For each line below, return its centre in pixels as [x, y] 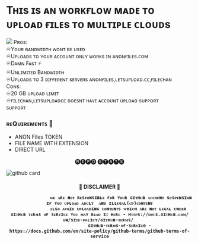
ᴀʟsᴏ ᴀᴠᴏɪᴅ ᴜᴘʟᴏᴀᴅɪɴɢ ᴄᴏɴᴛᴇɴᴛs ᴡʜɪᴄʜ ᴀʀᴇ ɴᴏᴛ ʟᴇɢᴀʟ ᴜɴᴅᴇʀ [118, 209]
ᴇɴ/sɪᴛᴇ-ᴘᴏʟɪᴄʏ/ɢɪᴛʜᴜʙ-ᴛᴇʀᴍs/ [98, 220]
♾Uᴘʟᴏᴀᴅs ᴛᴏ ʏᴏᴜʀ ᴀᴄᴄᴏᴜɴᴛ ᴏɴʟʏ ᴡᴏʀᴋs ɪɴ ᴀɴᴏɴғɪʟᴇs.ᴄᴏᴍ [77, 56]
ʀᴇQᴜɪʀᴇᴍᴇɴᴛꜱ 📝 [30, 123]
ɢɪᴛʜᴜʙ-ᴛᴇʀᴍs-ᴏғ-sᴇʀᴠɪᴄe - [119, 226]
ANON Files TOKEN [39, 137]
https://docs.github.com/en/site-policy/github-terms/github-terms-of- [100, 231]
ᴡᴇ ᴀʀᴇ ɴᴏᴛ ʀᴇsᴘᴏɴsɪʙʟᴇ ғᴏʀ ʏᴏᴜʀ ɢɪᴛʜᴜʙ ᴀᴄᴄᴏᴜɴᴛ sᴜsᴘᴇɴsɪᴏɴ [121, 198]
